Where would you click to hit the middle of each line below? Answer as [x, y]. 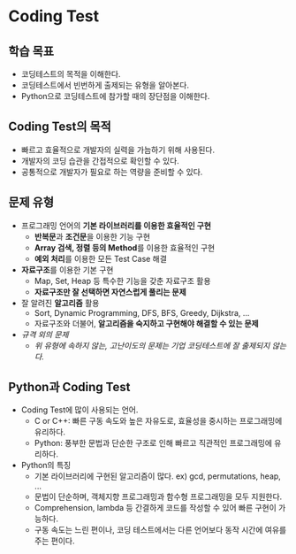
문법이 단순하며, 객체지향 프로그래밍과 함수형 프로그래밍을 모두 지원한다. [158, 496]
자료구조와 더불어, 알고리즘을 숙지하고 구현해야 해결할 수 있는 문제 [146, 323]
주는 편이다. [54, 541]
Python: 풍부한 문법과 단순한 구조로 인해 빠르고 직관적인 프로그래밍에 [153, 443]
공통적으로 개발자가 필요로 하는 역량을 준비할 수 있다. [112, 172]
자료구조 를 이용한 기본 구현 [67, 269]
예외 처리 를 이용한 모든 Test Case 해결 [100, 258]
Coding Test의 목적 [60, 127]
